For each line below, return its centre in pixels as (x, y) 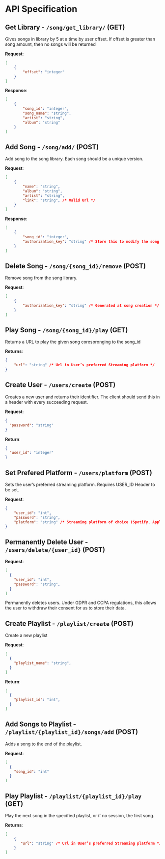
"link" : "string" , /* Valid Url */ (59, 200)
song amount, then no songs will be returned (50, 44)
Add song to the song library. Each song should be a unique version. (74, 159)
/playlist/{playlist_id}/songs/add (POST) (72, 732)
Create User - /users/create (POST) (60, 385)
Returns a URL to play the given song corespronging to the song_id (73, 342)
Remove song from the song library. (41, 278)
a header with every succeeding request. (47, 402)
